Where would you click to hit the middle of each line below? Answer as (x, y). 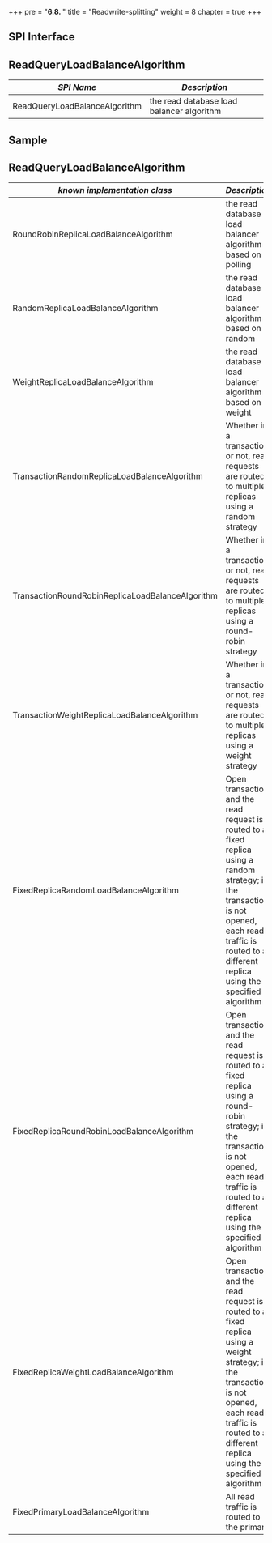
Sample (28, 140)
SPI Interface (42, 37)
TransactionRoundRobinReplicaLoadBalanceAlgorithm (115, 596)
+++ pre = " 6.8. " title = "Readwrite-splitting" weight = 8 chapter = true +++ (135, 12)
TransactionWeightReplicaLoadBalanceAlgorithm (105, 715)
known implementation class (115, 190)
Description (205, 87)
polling (238, 265)
